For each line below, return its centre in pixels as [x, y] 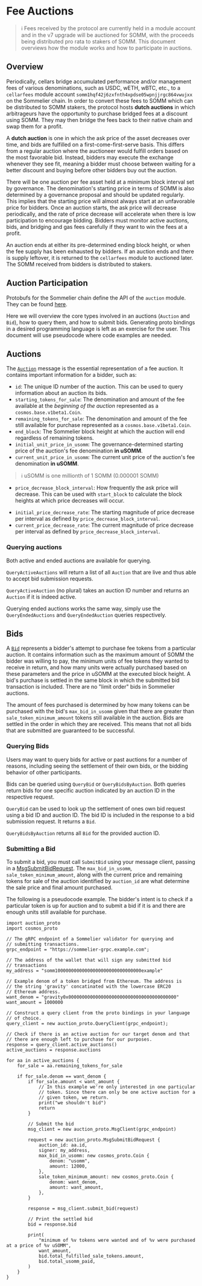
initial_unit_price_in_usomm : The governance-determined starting [99, 445]
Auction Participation [47, 283]
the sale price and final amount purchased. [59, 888]
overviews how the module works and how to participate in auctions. [106, 48]
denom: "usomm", [70, 1161]
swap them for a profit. [35, 126]
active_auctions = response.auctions [54, 1050]
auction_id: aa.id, [63, 1145]
